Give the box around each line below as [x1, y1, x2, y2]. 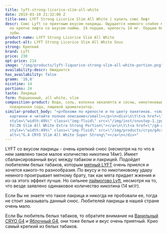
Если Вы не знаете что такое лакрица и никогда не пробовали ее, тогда [5, 193, 158, 199]
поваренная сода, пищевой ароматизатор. [9, 105, 94, 110]
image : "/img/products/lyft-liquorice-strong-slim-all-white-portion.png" [5, 63, 164, 68]
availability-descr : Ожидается [5, 68, 70, 73]
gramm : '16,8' [5, 77, 35, 82]
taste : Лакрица [5, 91, 37, 96]
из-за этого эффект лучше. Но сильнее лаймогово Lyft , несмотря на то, [5, 178, 158, 184]
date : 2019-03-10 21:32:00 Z [5, 12, 66, 17]
